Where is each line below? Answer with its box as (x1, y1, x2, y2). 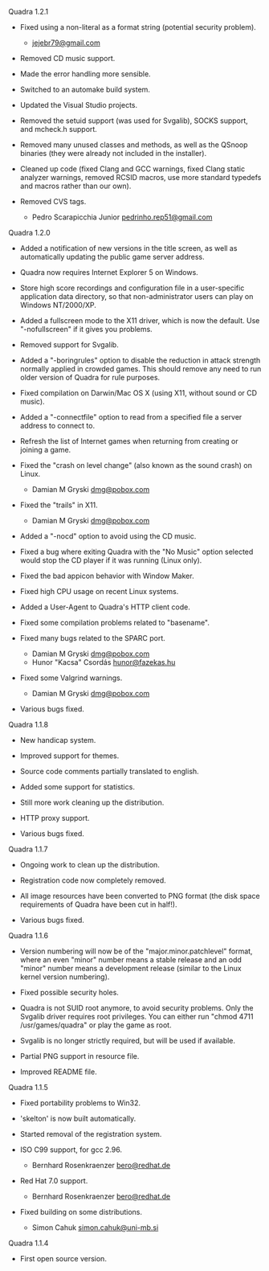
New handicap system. (19, 736, 96, 744)
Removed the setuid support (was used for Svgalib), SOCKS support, (19, 116, 249, 125)
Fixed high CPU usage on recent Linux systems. (19, 587, 179, 596)
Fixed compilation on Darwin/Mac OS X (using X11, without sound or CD (19, 388, 258, 397)
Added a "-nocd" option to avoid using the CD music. (19, 531, 197, 541)
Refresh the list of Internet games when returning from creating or (19, 437, 238, 445)
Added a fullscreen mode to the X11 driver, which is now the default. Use (19, 316, 260, 325)
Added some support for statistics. (19, 782, 135, 791)
